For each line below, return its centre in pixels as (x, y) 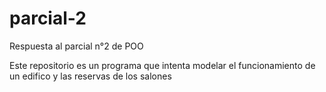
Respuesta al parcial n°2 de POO (76, 46)
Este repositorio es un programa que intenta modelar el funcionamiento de (162, 65)
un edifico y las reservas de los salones (90, 76)
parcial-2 (48, 18)
